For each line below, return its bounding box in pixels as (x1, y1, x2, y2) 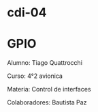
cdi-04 (7, 5, 47, 20)
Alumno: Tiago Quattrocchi (7, 59, 83, 67)
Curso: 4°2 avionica (7, 72, 63, 80)
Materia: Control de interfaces (7, 85, 91, 94)
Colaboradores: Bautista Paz (7, 98, 87, 107)
